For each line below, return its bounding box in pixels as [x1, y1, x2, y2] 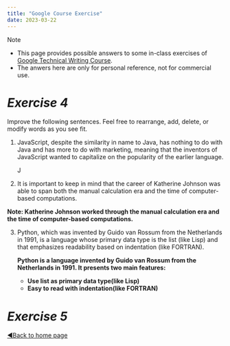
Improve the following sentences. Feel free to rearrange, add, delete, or [7, 118, 209, 126]
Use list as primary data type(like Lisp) [27, 277, 140, 285]
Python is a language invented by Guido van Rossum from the [16, 256, 197, 265]
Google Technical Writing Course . [16, 56, 113, 64]
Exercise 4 [7, 94, 69, 110]
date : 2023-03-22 [7, 17, 57, 23]
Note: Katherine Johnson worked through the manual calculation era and [7, 207, 220, 216]
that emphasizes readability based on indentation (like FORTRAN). [16, 243, 205, 252]
